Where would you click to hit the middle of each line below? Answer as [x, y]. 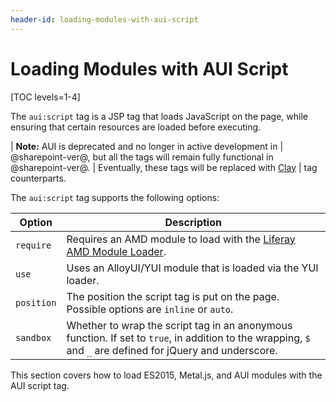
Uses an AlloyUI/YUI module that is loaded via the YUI [192, 268]
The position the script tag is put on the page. [173, 296]
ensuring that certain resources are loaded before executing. [136, 127]
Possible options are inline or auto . [150, 309]
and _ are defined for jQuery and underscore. [172, 350]
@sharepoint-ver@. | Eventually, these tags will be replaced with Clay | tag [164, 167]
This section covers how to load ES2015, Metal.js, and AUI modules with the [166, 375]
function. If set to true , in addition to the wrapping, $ [188, 338]
